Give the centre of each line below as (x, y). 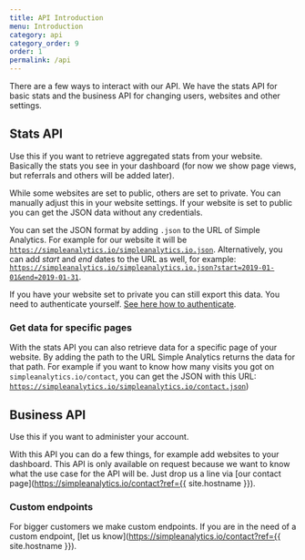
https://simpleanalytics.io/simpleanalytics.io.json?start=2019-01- (142, 268)
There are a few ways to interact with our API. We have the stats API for (143, 86)
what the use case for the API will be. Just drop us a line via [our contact (146, 473)
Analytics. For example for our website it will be (98, 239)
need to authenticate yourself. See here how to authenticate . (123, 304)
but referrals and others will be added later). (92, 175)
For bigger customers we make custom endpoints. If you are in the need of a (153, 527)
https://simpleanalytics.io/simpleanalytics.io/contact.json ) (129, 386)
